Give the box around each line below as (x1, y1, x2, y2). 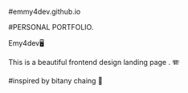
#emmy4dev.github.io (8, 7, 81, 16)
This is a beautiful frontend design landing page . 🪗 (8, 58, 180, 67)
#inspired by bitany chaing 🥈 (8, 76, 103, 85)
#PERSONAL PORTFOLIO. (8, 22, 94, 31)
